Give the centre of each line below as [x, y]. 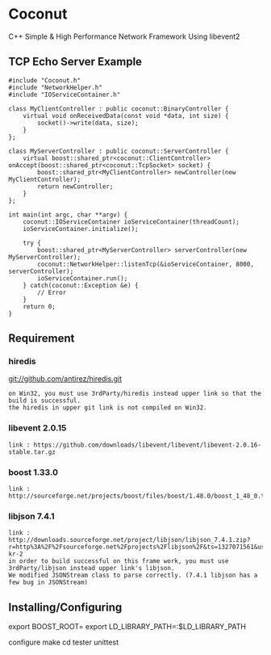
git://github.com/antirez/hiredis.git [65, 379]
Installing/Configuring [65, 607]
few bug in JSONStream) [48, 582]
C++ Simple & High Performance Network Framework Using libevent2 [124, 36]
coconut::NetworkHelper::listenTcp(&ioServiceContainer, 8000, [146, 264]
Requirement [42, 339]
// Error [52, 292]
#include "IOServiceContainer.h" [65, 94]
